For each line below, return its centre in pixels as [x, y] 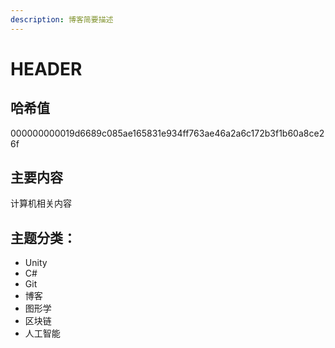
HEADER [46, 68]
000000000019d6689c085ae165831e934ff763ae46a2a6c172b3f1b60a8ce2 [167, 133]
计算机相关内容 [41, 203]
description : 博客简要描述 [62, 19]
